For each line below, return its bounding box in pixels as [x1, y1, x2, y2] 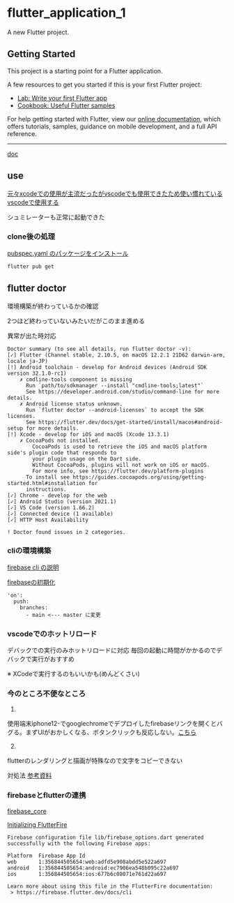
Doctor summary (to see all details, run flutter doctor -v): [7, 345, 192, 352]
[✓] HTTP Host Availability [7, 516, 89, 523]
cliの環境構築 [7, 546, 52, 555]
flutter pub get [7, 263, 54, 270]
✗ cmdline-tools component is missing [19, 375, 132, 383]
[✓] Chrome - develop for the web [7, 492, 108, 499]
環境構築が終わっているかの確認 [7, 301, 99, 310]
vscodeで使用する [7, 197, 59, 207]
